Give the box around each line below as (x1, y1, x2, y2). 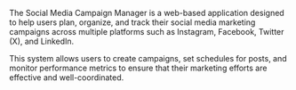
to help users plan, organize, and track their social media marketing (9, 17, 256, 28)
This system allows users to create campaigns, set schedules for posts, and (9, 53, 287, 63)
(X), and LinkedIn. (9, 36, 75, 46)
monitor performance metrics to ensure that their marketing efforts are (9, 62, 268, 73)
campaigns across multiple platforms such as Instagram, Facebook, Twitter (9, 27, 284, 37)
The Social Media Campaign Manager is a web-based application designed (9, 8, 284, 18)
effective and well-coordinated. (9, 72, 124, 83)
